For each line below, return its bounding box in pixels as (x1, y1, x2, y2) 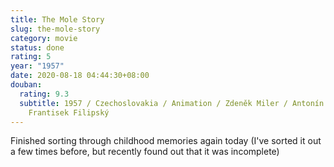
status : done (10, 42, 65, 53)
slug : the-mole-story (10, 24, 101, 34)
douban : (10, 80, 43, 90)
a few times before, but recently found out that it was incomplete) (10, 146, 280, 158)
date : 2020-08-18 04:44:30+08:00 (10, 71, 150, 81)
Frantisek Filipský (28, 107, 110, 118)
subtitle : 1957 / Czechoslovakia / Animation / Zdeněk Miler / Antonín (19, 98, 325, 108)
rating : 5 (10, 52, 52, 62)
